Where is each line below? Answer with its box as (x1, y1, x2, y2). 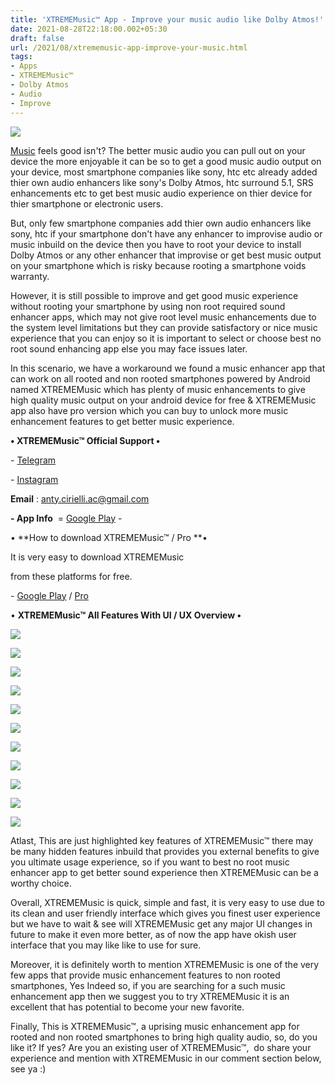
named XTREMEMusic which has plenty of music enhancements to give (10, 383, 306, 395)
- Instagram (10, 473, 59, 485)
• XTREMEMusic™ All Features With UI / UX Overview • (10, 609, 242, 621)
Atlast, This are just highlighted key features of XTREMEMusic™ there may (10, 834, 314, 846)
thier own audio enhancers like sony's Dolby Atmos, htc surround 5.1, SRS (10, 176, 314, 188)
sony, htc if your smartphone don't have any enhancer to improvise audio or (10, 227, 323, 240)
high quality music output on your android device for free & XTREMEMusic (10, 394, 317, 406)
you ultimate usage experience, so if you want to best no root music (10, 856, 290, 868)
